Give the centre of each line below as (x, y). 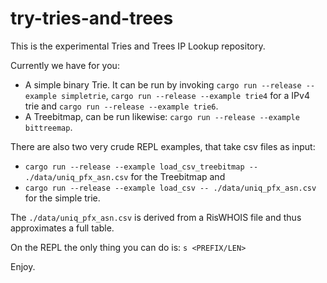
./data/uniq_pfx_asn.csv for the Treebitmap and (125, 176)
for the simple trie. (62, 198)
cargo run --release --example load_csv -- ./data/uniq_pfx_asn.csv (170, 188)
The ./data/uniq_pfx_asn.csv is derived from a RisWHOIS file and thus (156, 217)
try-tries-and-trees (92, 18)
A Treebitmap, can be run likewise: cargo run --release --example (162, 116)
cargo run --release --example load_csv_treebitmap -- (141, 167)
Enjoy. (23, 266)
